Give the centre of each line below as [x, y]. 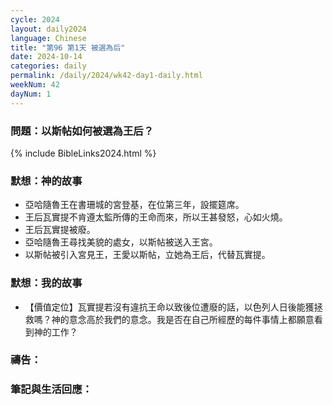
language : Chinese [48, 38]
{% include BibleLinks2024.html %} [83, 153]
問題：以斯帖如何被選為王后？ [82, 131]
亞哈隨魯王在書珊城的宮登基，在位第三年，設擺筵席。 [134, 205]
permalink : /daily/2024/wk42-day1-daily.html [106, 76]
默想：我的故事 [46, 283]
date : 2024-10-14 [46, 57]
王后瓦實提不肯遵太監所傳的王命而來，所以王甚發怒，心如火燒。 [156, 217]
